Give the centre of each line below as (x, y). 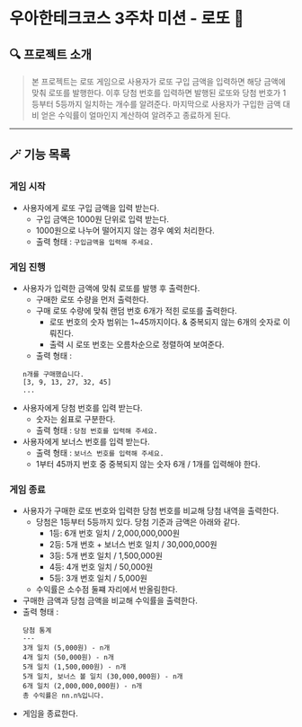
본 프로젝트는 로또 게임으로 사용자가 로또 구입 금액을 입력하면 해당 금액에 (158, 81)
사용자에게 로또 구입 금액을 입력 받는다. (91, 208)
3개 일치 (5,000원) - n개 (66, 648)
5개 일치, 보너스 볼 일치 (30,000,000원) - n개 (102, 677)
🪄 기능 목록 (40, 155)
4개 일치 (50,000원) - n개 (68, 658)
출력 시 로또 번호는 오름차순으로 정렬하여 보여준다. (137, 344)
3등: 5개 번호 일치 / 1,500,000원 (106, 556)
